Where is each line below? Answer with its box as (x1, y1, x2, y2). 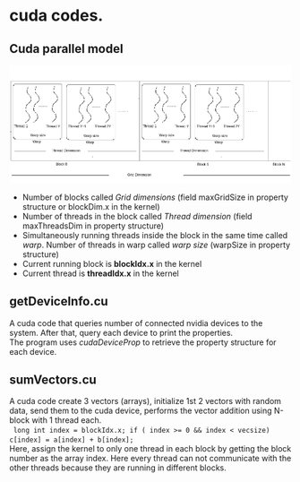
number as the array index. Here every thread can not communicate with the (9, 453, 292, 464)
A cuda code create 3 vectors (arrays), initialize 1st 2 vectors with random (9, 396, 282, 407)
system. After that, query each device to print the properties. (9, 327, 234, 338)
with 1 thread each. (30, 415, 102, 426)
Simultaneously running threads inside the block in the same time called (21, 229, 288, 240)
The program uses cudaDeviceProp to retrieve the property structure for (9, 337, 277, 348)
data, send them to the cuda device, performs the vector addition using (9, 405, 272, 417)
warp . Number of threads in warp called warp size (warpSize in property (21, 239, 291, 250)
